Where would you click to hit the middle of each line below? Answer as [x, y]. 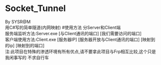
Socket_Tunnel [36, 8]
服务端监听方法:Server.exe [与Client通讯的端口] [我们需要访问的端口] [73, 33]
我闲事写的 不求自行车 [27, 57]
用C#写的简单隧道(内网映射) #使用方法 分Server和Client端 [63, 27]
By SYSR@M [18, 22]
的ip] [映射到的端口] [25, 45]
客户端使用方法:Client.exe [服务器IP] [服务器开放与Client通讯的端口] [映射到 [80, 39]
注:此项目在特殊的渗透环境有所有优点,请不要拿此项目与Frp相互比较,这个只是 [81, 52]
